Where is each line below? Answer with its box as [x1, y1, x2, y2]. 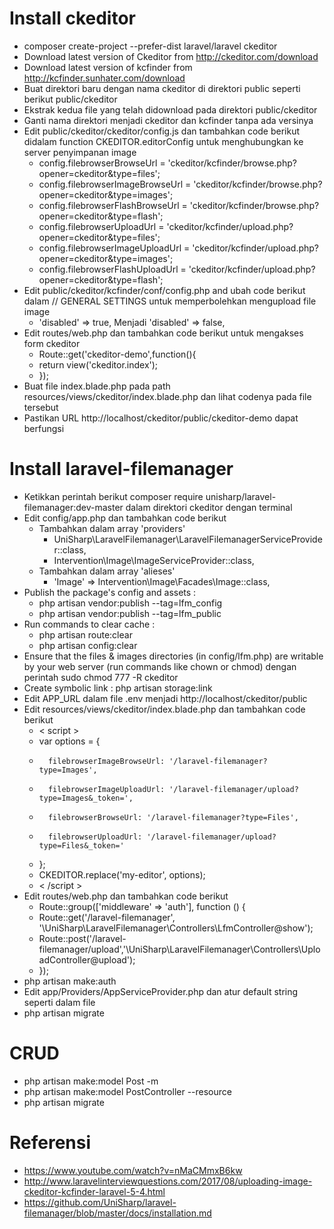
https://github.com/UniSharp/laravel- [23, 1196, 177, 1208]
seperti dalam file [23, 996, 96, 1008]
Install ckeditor [9, 7, 136, 30]
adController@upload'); [38, 953, 136, 966]
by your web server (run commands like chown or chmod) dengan [23, 660, 297, 672]
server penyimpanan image [23, 146, 137, 158]
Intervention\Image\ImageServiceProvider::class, [53, 554, 255, 566]
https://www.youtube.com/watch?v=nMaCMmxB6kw [23, 1164, 243, 1176]
